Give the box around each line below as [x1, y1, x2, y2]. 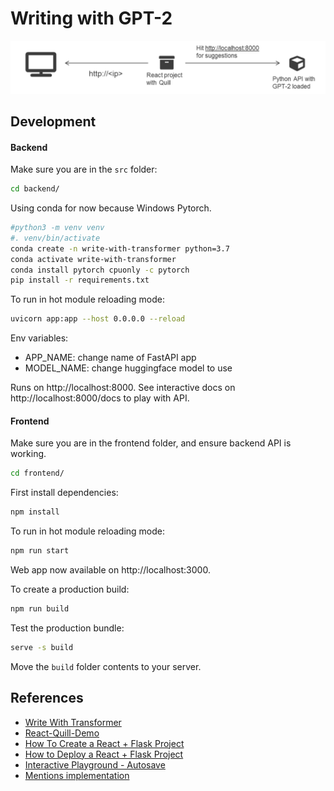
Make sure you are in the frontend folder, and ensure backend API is [10, 437, 292, 449]
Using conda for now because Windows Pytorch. [10, 202, 212, 214]
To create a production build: [10, 583, 130, 596]
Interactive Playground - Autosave [24, 758, 166, 771]
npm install [10, 507, 60, 517]
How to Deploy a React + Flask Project [24, 748, 184, 760]
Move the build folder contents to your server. [10, 660, 202, 672]
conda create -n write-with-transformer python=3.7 [10, 243, 230, 254]
